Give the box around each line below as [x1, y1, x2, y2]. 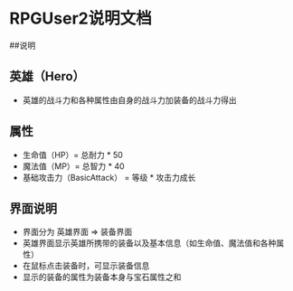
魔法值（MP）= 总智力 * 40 [22, 160, 125, 172]
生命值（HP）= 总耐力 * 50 [22, 149, 124, 160]
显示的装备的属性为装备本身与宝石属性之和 [22, 272, 182, 283]
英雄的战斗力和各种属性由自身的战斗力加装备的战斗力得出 [22, 94, 237, 105]
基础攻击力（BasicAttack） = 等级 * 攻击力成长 [22, 172, 196, 183]
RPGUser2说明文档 [9, 8, 152, 29]
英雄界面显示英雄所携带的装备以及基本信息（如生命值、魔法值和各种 [22, 238, 277, 249]
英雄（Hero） [9, 69, 86, 84]
